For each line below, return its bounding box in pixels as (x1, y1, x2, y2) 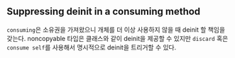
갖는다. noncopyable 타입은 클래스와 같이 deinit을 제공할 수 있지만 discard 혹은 (6, 34, 229, 42)
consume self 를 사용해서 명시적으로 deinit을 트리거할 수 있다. (6, 42, 177, 52)
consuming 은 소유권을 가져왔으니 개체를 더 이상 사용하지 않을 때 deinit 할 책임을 (6, 25, 225, 34)
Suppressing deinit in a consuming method (6, 6, 201, 18)
